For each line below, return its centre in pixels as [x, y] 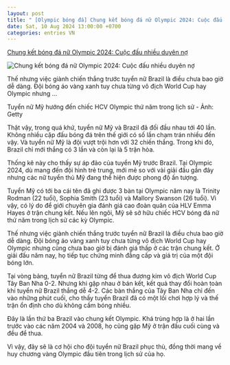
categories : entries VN [41, 33]
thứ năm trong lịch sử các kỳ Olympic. [61, 220]
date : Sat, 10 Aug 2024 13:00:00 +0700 [64, 26]
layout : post [26, 13]
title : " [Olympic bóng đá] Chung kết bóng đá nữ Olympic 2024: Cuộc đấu [115, 20]
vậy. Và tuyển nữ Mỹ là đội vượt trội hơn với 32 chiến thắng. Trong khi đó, [111, 143]
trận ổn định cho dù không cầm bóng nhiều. [69, 305]
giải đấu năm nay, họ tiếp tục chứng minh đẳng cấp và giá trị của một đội [110, 255]
